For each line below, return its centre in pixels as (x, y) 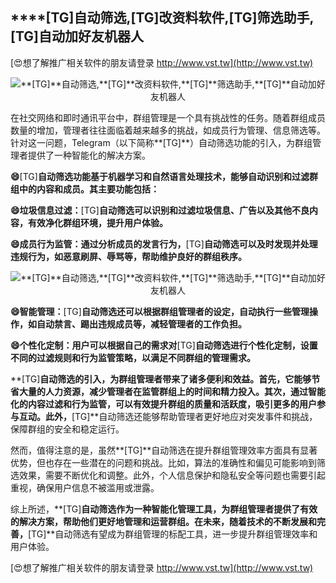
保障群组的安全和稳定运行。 (67, 429)
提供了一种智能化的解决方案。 (89, 155)
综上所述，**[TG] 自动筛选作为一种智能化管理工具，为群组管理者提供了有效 (164, 509)
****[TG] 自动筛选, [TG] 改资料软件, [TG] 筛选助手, (162, 18)
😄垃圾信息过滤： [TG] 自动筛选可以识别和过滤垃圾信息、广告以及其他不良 (160, 210)
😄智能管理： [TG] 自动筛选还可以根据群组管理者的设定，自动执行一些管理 (160, 311)
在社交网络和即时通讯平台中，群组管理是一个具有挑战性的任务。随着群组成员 (168, 117)
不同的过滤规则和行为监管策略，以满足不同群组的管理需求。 (133, 357)
